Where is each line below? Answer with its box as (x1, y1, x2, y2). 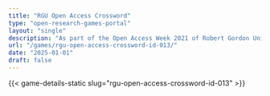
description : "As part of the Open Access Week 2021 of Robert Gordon (8, 34, 250, 42)
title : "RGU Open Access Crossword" (8, 11, 131, 20)
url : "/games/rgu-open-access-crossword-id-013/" (8, 42, 178, 50)
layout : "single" (8, 26, 67, 34)
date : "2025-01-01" (8, 49, 74, 57)
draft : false (8, 57, 52, 65)
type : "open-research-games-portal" (8, 19, 131, 27)
